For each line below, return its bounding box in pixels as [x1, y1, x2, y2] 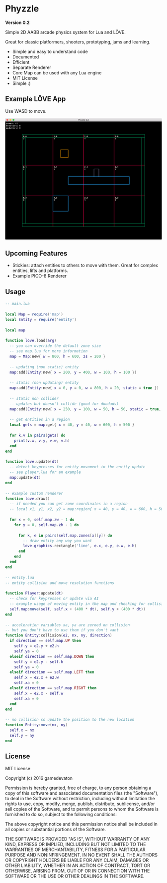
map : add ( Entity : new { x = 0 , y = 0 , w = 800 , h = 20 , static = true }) [9, 385, 159, 391]
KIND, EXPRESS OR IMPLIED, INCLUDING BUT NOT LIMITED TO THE [5, 841, 146, 847]
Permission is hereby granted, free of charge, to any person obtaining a [5, 785, 152, 791]
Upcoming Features [5, 249, 68, 258]
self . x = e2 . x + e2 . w [14, 675, 59, 680]
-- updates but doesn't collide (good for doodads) [9, 401, 119, 406]
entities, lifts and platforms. [12, 268, 68, 274]
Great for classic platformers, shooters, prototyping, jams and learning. [5, 38, 151, 45]
